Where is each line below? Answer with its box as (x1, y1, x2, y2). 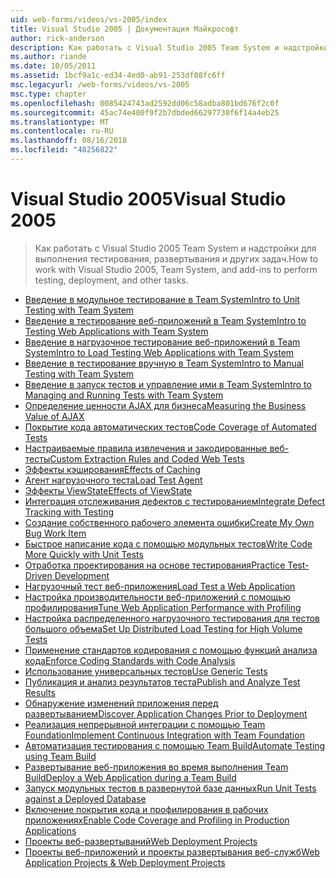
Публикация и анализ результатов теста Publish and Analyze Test (24, 676, 301, 688)
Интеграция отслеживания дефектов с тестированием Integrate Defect (24, 495, 326, 507)
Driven (24, 569, 53, 581)
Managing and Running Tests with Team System (24, 389, 224, 401)
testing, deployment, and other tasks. (34, 274, 189, 286)
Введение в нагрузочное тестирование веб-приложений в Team (24, 336, 301, 348)
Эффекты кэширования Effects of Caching (24, 463, 201, 475)
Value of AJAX (24, 410, 85, 422)
